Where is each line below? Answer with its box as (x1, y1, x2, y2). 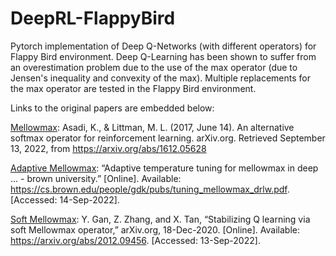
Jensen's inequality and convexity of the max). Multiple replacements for (10, 72, 311, 84)
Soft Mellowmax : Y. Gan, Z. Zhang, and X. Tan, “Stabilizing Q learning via (10, 213, 311, 225)
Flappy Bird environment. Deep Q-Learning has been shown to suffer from (10, 50, 317, 62)
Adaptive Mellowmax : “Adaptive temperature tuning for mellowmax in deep (10, 162, 319, 174)
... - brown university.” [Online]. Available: (10, 172, 182, 184)
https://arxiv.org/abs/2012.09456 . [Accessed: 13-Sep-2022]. (10, 234, 261, 246)
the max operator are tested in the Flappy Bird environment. (10, 82, 257, 94)
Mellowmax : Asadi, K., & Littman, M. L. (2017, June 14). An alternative (10, 121, 295, 133)
